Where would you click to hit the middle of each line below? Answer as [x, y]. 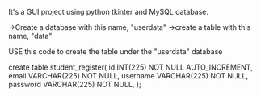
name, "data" [30, 36]
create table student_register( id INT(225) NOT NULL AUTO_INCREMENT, [130, 67]
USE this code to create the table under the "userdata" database [116, 51]
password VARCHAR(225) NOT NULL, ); [75, 84]
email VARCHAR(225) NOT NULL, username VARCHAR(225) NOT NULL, [128, 76]
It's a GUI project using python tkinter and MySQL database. [108, 12]
